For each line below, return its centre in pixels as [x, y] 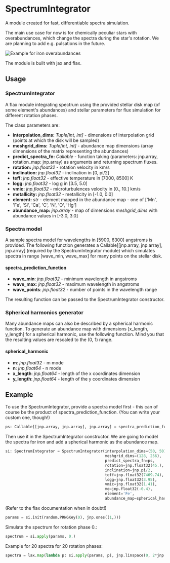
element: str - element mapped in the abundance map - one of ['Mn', [85, 199]
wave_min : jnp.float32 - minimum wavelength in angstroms [75, 279]
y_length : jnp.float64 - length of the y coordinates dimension [76, 379]
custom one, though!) [28, 418]
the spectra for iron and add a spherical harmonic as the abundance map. [82, 442]
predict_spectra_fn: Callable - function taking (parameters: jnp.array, [85, 156]
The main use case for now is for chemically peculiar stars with [71, 32]
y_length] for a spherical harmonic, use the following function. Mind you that [85, 334]
